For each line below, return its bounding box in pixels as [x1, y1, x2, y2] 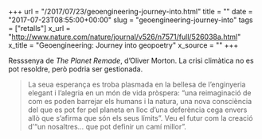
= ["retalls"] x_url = [8, 24, 71, 33]
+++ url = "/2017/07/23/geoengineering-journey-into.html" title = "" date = [8, 7, 253, 16]
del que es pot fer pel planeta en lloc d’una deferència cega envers [27, 105, 248, 114]
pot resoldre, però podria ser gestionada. [8, 64, 143, 74]
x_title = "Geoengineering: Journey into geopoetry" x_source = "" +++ [8, 41, 239, 50]
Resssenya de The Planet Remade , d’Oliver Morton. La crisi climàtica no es [8, 56, 254, 65]
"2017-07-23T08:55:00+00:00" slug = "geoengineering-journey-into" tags [8, 15, 253, 25]
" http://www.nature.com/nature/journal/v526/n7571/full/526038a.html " [8, 32, 241, 41]
